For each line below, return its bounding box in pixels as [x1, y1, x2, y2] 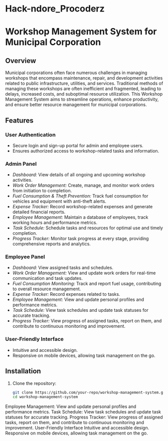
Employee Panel [5, 253, 45, 260]
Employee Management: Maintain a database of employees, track [12, 214, 148, 220]
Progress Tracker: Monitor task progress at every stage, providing [12, 236, 149, 242]
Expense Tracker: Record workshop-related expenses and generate [12, 204, 153, 210]
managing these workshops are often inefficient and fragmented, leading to [5, 86, 161, 92]
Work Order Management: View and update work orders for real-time [12, 270, 156, 276]
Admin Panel [5, 160, 37, 167]
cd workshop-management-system [12, 394, 78, 399]
